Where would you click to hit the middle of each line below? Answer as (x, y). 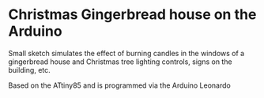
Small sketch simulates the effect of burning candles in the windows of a (126, 53)
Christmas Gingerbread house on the (132, 15)
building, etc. (30, 70)
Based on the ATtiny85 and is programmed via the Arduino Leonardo (119, 85)
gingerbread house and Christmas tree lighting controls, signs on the (120, 62)
